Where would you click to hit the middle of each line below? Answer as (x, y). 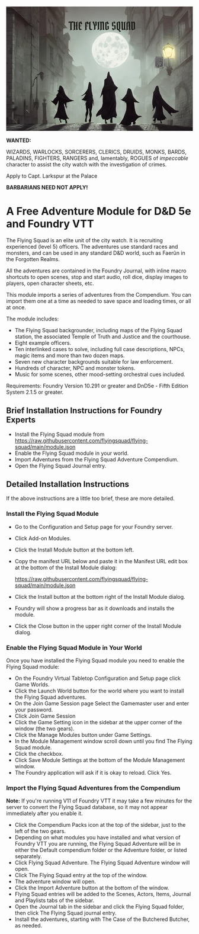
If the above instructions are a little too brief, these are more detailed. (90, 499)
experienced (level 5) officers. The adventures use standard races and (92, 246)
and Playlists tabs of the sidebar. (54, 900)
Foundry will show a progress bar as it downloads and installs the (94, 608)
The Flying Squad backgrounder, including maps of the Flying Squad (98, 330)
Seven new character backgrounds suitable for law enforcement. (94, 361)
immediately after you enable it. (44, 813)
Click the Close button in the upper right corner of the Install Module (98, 626)
